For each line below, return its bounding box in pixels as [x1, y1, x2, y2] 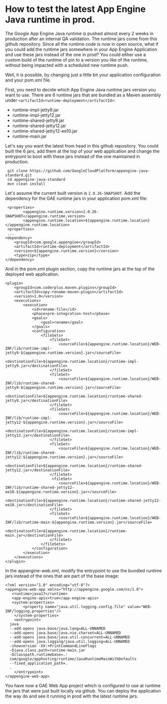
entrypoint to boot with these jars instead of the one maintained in [5, 153, 140, 159]
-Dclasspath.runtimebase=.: [9, 652, 68, 657]
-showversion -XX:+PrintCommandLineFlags [9, 643, 97, 648]
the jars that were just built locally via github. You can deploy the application [5, 688, 161, 694]
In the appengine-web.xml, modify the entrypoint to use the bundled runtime [5, 567, 163, 573]
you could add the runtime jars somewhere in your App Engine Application [5, 46, 158, 52]
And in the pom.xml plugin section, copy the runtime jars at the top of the [5, 266, 155, 272]
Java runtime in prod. [5, 14, 95, 25]
